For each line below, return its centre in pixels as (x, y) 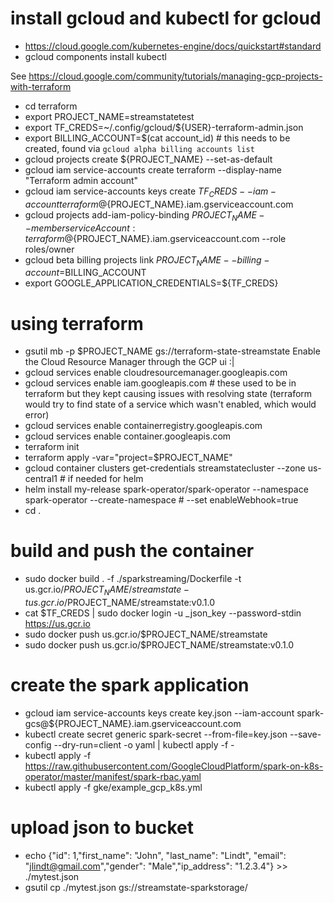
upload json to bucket (102, 828)
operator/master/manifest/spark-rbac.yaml (113, 776)
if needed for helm (105, 479)
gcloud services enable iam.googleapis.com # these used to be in (160, 383)
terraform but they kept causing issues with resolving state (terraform (168, 394)
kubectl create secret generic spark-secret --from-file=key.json (156, 734)
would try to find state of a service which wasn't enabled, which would (170, 404)
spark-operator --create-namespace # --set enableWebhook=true (161, 500)
